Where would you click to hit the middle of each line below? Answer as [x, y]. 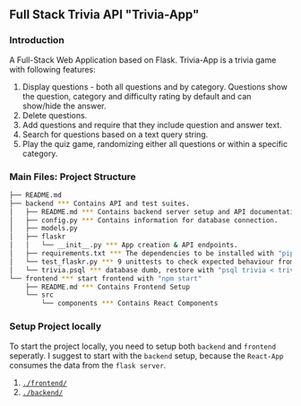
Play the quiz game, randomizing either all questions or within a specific [155, 143]
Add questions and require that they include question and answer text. [152, 125]
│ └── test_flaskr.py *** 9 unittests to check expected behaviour [142, 262]
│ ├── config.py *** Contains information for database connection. [144, 220]
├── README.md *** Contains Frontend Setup [108, 287]
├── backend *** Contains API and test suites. [100, 203]
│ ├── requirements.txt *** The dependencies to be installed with [142, 254]
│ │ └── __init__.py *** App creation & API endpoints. [124, 246]
